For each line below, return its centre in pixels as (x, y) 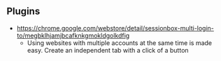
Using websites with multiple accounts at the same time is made (120, 43)
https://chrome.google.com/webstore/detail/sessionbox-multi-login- (115, 28)
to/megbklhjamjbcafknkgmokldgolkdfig (73, 35)
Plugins (23, 11)
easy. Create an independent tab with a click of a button (108, 50)
